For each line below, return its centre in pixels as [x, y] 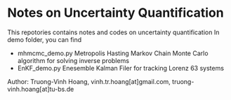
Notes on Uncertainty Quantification [115, 13]
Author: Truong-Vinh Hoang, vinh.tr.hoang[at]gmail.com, [89, 81]
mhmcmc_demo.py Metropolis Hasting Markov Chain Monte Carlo [113, 53]
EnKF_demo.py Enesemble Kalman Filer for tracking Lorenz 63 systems [121, 68]
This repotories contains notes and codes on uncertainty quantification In [113, 32]
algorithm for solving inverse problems [73, 60]
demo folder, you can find [45, 39]
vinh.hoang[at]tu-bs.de [41, 89]
